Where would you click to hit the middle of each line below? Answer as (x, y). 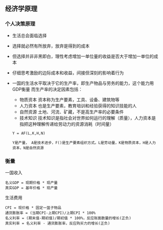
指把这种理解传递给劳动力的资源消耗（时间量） (67, 124)
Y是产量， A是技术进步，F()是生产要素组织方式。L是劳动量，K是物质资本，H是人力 (84, 143)
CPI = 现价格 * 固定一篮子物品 (33, 208)
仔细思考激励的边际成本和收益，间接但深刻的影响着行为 (68, 73)
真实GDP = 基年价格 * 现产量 (31, 188)
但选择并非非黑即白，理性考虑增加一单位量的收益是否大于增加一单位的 (83, 56)
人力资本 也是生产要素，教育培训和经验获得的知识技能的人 (78, 105)
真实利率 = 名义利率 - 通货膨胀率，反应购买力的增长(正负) (58, 223)
